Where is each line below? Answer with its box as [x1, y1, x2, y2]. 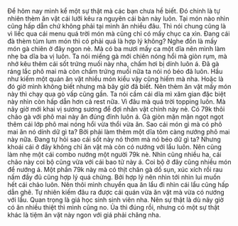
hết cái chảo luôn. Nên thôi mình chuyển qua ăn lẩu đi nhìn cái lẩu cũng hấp [7, 181, 229, 188]
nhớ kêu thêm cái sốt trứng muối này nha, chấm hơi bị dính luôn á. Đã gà [7, 60, 220, 68]
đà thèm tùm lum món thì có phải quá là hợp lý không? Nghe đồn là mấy [7, 37, 218, 45]
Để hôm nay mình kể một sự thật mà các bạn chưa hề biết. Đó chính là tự [7, 7, 220, 15]
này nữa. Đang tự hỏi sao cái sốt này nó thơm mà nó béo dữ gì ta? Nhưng [7, 135, 222, 144]
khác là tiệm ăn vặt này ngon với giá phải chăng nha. [7, 210, 161, 219]
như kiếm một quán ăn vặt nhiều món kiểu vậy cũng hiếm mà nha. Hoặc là [7, 75, 224, 83]
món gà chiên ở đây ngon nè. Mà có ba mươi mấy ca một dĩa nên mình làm [7, 45, 226, 53]
